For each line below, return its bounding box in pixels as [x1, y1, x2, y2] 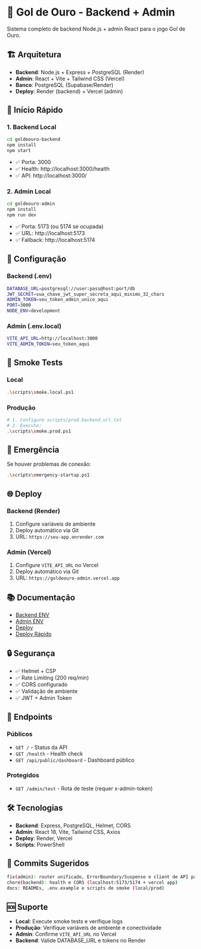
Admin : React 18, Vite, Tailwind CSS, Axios [15, 828, 121, 835]
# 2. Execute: [7, 422, 42, 429]
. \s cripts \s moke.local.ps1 [7, 389, 74, 395]
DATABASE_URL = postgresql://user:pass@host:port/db [7, 286, 135, 292]
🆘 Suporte [7, 902, 48, 912]
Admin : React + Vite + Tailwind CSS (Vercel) [15, 75, 125, 82]
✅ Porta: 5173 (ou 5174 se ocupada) [15, 223, 104, 230]
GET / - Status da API [15, 744, 68, 751]
